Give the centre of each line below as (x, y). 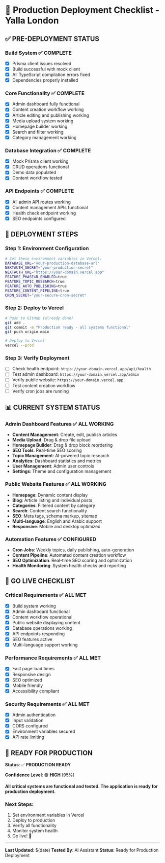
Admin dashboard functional (41, 611)
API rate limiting (28, 737)
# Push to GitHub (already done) (39, 318)
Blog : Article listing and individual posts (52, 500)
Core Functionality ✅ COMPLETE (45, 93)
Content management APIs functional (50, 207)
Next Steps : (19, 804)
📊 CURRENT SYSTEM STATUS (53, 408)
